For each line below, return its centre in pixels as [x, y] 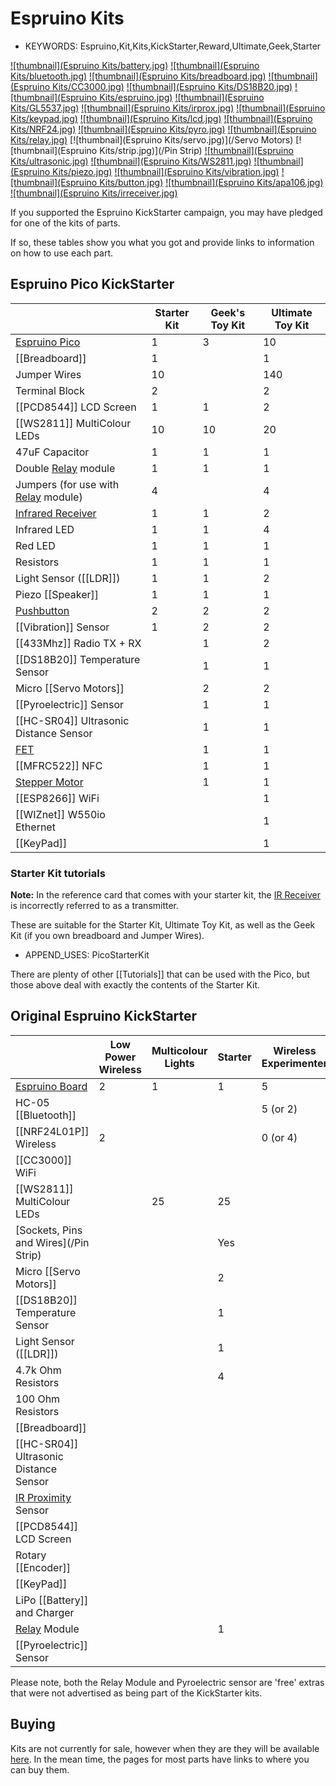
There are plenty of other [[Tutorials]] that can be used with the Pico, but [160, 974]
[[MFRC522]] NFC [59, 765]
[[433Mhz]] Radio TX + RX [78, 643]
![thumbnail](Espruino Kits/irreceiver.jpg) [94, 193]
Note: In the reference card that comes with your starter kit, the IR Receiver [165, 895]
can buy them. [40, 1769]
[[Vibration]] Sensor [62, 627]
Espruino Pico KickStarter [92, 284]
